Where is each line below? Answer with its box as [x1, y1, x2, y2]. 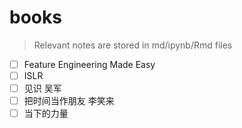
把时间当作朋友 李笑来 [23, 95, 115, 107]
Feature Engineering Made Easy [23, 58, 156, 70]
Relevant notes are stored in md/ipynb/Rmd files [33, 39, 233, 51]
